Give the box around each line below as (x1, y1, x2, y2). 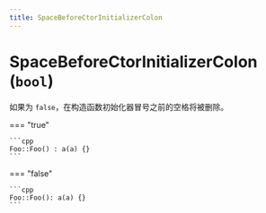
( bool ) (9, 71, 54, 90)
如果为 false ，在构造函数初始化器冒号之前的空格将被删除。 (9, 101, 229, 112)
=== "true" (9, 119, 49, 130)
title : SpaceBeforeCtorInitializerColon (9, 13, 164, 22)
